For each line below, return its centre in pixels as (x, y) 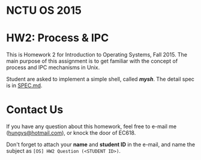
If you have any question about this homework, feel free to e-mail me (91, 126)
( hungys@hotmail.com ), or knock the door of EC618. (71, 133)
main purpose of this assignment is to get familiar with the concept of (92, 61)
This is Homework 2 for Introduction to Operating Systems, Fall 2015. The (97, 55)
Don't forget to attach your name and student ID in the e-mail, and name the (101, 144)
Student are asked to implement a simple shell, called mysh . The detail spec (100, 79)
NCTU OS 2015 (44, 11)
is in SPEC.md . (24, 85)
